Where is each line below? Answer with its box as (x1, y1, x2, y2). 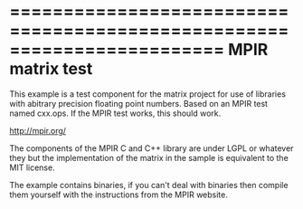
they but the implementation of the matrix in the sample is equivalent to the (9, 152, 289, 163)
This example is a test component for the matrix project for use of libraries (9, 88, 287, 100)
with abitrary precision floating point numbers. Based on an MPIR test (9, 98, 269, 109)
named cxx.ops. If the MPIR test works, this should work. (9, 108, 222, 119)
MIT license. (9, 162, 56, 173)
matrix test (9, 59, 93, 80)
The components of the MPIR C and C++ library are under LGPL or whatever (9, 142, 294, 154)
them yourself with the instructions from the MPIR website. (9, 189, 228, 200)
